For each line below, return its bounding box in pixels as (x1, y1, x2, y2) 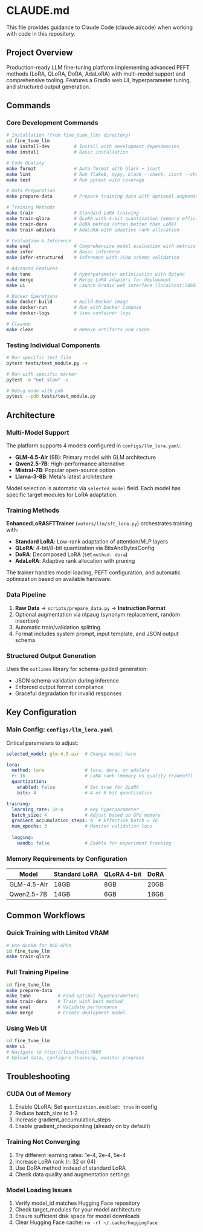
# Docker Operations (6, 293, 59, 299)
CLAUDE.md (6, 4, 70, 18)
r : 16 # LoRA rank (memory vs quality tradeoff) (11, 773, 193, 779)
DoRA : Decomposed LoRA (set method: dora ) (14, 551, 128, 558)
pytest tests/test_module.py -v (6, 360, 88, 366)
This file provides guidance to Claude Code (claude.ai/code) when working (6, 24, 193, 31)
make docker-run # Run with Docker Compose (6, 305, 142, 311)
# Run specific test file (6, 355, 71, 361)
